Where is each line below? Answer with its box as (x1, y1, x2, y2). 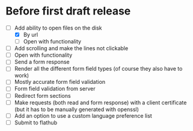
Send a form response (14, 59, 70, 66)
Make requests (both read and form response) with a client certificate (14, 98, 187, 106)
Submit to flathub (14, 119, 58, 126)
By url (23, 31, 38, 38)
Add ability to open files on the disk (14, 24, 102, 31)
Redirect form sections (14, 92, 71, 99)
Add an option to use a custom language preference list (14, 112, 153, 119)
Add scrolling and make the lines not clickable (14, 45, 129, 52)
